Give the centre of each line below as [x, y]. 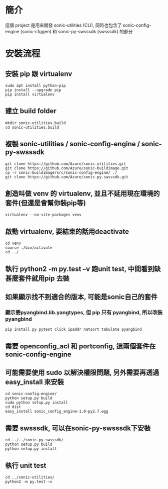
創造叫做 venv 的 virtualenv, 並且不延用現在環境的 [82, 193]
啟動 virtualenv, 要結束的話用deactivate [67, 231]
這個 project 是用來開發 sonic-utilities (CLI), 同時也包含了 [63, 25]
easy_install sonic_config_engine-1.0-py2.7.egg [57, 412]
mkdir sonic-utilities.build [35, 123]
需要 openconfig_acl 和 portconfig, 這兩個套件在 [80, 346]
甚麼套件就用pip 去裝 [37, 278]
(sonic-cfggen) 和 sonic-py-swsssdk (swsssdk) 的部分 [76, 31]
